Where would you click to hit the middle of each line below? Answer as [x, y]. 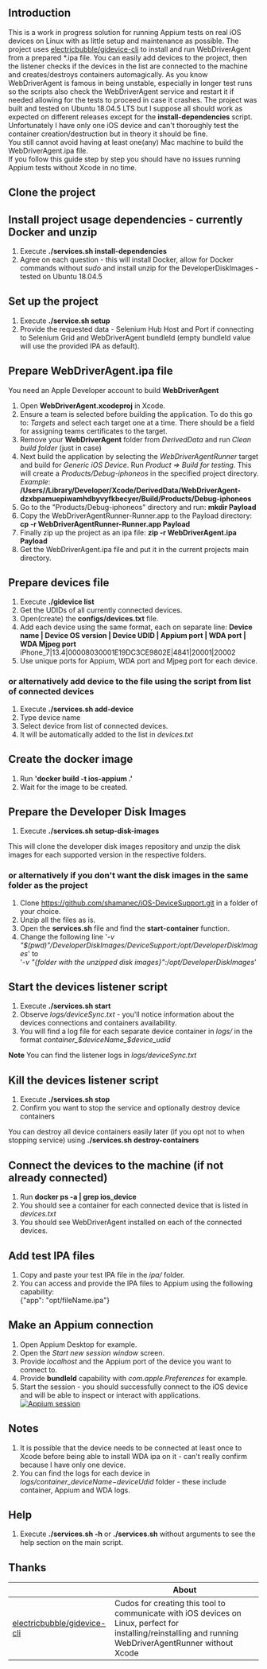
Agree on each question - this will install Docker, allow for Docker [127, 260]
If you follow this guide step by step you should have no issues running [124, 159]
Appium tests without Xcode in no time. [73, 167]
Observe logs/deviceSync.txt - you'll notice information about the [127, 1014]
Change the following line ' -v [67, 936]
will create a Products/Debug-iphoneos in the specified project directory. [139, 473]
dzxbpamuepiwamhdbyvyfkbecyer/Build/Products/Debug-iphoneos [135, 498]
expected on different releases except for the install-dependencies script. [130, 117]
